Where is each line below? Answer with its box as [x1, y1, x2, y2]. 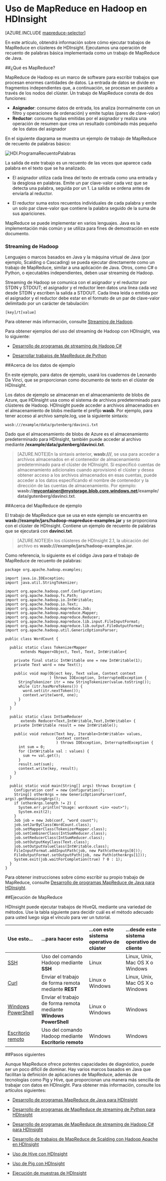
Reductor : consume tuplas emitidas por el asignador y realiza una [12, 115, 147, 121]
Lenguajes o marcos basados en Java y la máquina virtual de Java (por [5, 254, 150, 260]
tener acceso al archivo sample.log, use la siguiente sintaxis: [5, 413, 128, 419]
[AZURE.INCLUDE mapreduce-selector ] [5, 30, 86, 36]
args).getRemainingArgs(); [5, 797, 61, 801]
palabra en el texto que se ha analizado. [5, 165, 86, 171]
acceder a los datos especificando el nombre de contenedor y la [17, 477, 149, 483]
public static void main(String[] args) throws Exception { [9, 784, 136, 789]
